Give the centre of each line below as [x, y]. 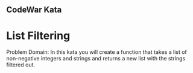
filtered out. [21, 65]
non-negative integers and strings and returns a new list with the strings [96, 59]
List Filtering [38, 36]
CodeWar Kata [34, 10]
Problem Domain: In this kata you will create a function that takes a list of [96, 52]
